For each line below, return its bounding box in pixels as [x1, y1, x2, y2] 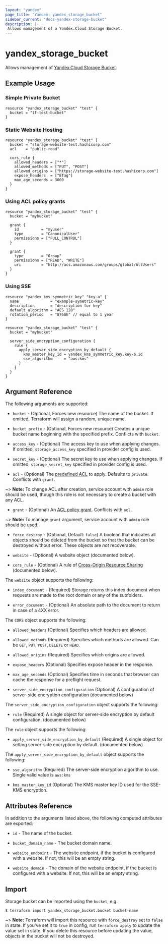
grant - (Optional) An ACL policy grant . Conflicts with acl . [12, 507, 132, 513]
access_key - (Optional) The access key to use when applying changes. [12, 441, 160, 447]
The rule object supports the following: [5, 727, 87, 733]
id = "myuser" [14, 227, 64, 232]
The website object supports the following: [5, 577, 94, 583]
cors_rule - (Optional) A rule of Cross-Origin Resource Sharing [12, 562, 143, 568]
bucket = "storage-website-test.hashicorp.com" [10, 142, 112, 147]
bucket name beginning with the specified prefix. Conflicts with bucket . [12, 431, 160, 437]
